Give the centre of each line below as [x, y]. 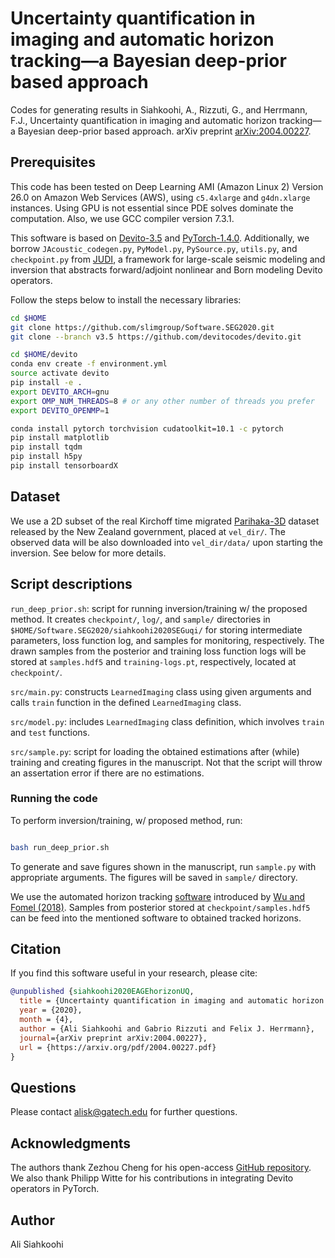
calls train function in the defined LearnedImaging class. [126, 702]
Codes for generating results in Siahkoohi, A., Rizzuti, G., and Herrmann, [159, 109]
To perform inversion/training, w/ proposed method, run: [126, 820]
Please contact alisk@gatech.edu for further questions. [124, 1112]
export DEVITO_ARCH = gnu [60, 392]
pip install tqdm [46, 447]
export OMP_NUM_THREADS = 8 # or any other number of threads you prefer [162, 401]
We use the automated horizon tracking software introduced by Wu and [158, 896]
